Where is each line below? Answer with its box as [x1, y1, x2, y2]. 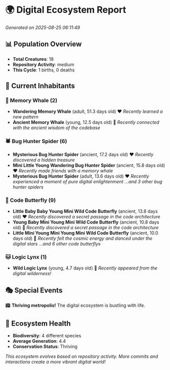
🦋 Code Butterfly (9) [5, 196, 56, 204]
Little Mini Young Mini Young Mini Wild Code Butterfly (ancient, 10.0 [12, 230, 158, 236]
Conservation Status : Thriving [12, 343, 78, 350]
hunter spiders [12, 184, 44, 190]
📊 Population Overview [5, 40, 82, 48]
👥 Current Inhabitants [5, 82, 75, 90]
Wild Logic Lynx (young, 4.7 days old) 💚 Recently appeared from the [12, 265, 158, 271]
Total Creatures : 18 [12, 56, 54, 62]
